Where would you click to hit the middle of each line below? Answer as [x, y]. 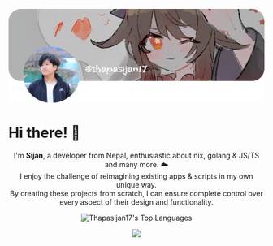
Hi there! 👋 [45, 133]
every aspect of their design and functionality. [136, 202]
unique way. [136, 184]
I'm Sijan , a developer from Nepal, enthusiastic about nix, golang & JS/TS [136, 155]
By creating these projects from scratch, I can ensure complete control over [136, 193]
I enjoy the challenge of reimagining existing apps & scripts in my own [136, 176]
